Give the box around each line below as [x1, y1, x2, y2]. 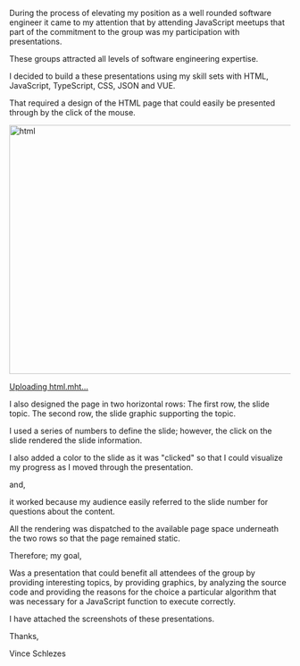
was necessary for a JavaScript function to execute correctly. [9, 596, 237, 607]
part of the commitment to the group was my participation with [9, 27, 240, 37]
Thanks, [9, 631, 39, 641]
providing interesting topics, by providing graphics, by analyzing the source [9, 577, 287, 587]
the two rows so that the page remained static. [9, 533, 180, 543]
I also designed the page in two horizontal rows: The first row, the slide [9, 398, 270, 409]
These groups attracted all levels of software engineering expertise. [9, 54, 259, 64]
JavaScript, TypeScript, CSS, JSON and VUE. [9, 81, 176, 90]
